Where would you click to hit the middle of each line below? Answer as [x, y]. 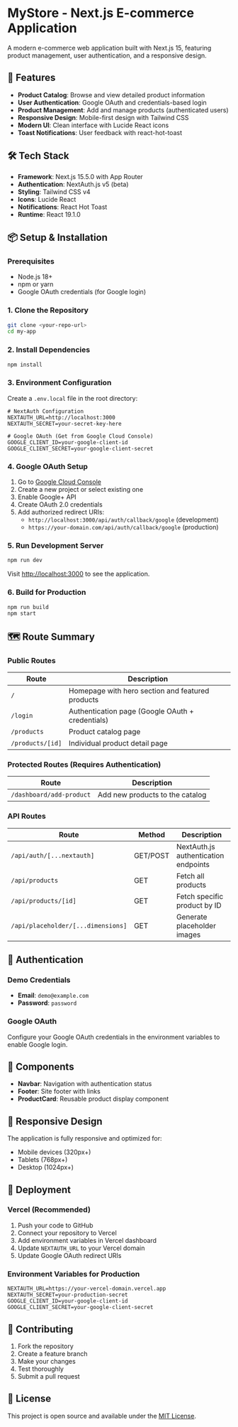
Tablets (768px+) [42, 1160]
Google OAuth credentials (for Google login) [82, 292]
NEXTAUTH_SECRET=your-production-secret [68, 1295]
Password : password [47, 1003]
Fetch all [190, 876]
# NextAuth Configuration [45, 411]
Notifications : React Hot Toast [62, 207]
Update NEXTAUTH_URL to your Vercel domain [81, 1248]
